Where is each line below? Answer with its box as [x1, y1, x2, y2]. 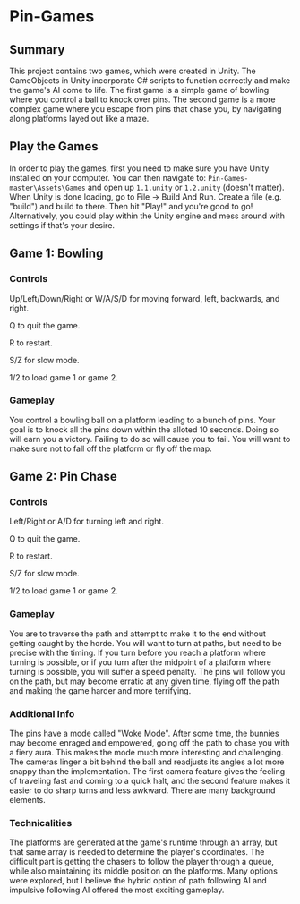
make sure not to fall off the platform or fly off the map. [9, 443, 212, 454]
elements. [9, 795, 47, 806]
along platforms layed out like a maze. [9, 114, 150, 124]
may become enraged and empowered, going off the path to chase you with [9, 738, 290, 748]
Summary [9, 42, 65, 57]
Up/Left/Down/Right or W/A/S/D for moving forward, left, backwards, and [9, 293, 280, 303]
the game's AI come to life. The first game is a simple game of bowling [9, 85, 270, 95]
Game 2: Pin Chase [9, 469, 118, 484]
